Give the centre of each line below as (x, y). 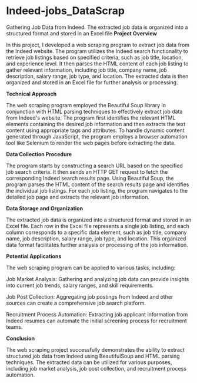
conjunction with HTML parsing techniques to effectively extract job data (94, 111)
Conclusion (21, 338)
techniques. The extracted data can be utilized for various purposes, (89, 362)
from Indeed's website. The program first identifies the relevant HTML (91, 118)
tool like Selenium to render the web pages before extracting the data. (91, 143)
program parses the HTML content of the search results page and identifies (98, 184)
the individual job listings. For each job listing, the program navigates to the (97, 190)
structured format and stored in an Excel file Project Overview (82, 33)
